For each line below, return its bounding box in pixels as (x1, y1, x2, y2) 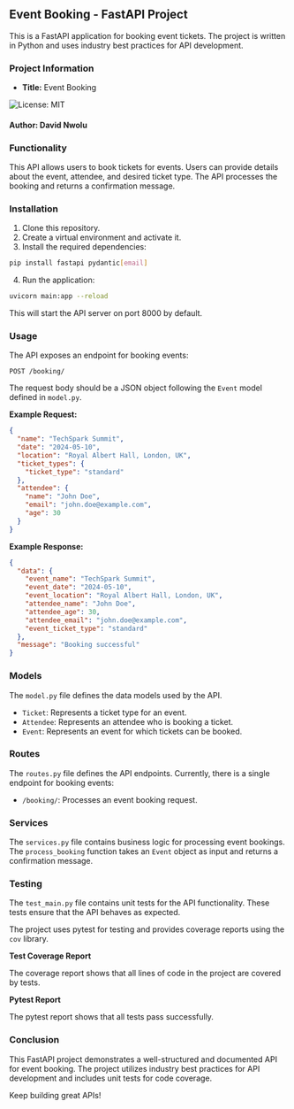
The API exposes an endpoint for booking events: (9, 350, 189, 361)
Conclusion (9, 1034, 60, 1046)
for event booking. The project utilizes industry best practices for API (9, 1063, 260, 1074)
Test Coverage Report (9, 951, 92, 961)
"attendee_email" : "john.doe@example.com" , (25, 615, 188, 625)
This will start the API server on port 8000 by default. (9, 308, 203, 319)
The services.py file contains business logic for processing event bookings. (9, 836, 285, 848)
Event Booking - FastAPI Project (9, 7, 188, 22)
